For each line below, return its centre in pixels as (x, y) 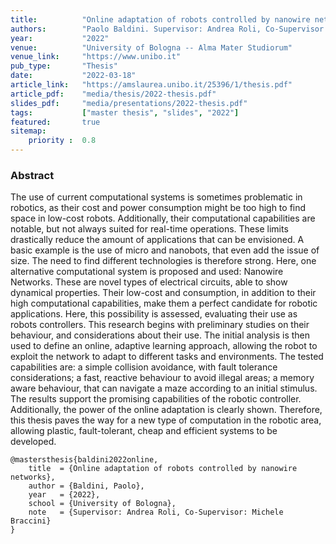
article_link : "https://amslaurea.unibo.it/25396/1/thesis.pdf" (151, 85)
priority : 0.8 (62, 141)
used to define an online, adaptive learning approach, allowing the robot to (164, 346)
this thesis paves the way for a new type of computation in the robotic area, (166, 420)
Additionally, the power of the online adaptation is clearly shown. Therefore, (166, 410)
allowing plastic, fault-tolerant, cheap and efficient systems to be (144, 431)
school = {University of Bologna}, (102, 504)
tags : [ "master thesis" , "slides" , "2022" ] (125, 112)
